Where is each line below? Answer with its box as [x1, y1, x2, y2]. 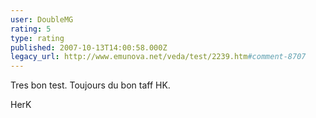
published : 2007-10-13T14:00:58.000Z [10, 42, 168, 53]
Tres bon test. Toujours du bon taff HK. [10, 79, 171, 91]
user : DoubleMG [10, 14, 74, 25]
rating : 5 [10, 24, 52, 34]
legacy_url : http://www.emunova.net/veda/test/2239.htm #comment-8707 [10, 52, 307, 62]
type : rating [10, 33, 65, 43]
